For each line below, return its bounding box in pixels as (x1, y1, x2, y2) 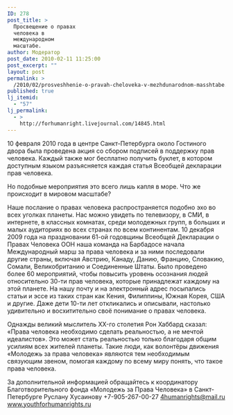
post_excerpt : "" (7, 62, 58, 69)
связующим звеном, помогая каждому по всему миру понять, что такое (7, 357, 223, 365)
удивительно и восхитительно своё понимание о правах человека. (7, 307, 207, 315)
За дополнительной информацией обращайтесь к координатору (7, 377, 198, 386)
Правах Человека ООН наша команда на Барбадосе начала (7, 240, 185, 248)
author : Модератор (7, 49, 60, 56)
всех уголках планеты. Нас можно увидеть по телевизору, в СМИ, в (7, 210, 209, 219)
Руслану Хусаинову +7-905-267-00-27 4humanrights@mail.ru (44, 392, 225, 400)
